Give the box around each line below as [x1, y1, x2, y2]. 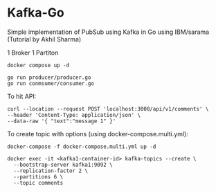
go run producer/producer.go [7, 74, 91, 81]
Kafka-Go [7, 5, 64, 21]
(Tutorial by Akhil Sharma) [7, 35, 82, 43]
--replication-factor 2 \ [13, 167, 89, 174]
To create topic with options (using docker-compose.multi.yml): [7, 129, 188, 138]
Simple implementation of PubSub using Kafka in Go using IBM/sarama [7, 28, 210, 36]
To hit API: [7, 92, 37, 100]
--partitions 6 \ [13, 173, 64, 181]
